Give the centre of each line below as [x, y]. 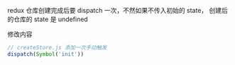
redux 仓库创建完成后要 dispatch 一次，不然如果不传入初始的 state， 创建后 [118, 10]
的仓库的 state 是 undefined [48, 19]
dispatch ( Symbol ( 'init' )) [45, 54]
